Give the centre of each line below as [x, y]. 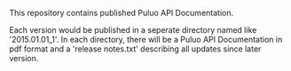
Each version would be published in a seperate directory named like [133, 30]
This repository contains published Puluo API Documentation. [121, 13]
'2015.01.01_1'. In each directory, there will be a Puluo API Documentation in [146, 39]
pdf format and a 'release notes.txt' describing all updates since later [135, 49]
